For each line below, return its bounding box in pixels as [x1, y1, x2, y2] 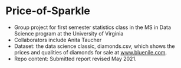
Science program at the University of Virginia [14, 30, 124, 37]
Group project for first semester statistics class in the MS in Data [14, 24, 172, 31]
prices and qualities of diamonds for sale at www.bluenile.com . [14, 48, 167, 56]
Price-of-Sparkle [5, 4, 91, 18]
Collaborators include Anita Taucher [14, 36, 102, 43]
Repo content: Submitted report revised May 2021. [14, 55, 137, 62]
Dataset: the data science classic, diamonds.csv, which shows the [14, 43, 175, 50]
